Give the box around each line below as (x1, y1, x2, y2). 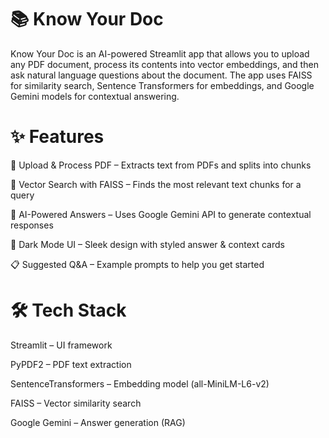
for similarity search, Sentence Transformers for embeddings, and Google (10, 79, 315, 91)
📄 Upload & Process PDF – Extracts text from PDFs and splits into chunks (10, 159, 312, 171)
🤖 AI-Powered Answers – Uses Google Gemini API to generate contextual (10, 208, 312, 220)
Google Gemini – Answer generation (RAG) (10, 416, 186, 428)
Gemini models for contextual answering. (10, 90, 180, 102)
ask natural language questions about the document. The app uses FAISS (10, 69, 313, 81)
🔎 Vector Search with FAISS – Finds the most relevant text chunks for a (10, 178, 302, 190)
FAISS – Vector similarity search (10, 397, 142, 409)
